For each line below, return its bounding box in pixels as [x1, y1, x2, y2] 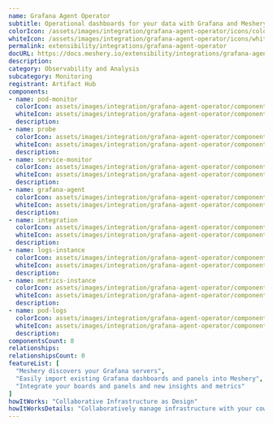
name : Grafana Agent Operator [8, 11, 111, 20]
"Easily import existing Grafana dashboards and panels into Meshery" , [15, 375, 264, 383]
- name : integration [8, 216, 79, 224]
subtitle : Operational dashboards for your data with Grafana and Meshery [8, 20, 267, 28]
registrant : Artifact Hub [8, 80, 96, 88]
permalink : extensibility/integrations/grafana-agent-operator [8, 42, 227, 50]
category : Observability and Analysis [8, 65, 140, 73]
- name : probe [8, 125, 57, 133]
